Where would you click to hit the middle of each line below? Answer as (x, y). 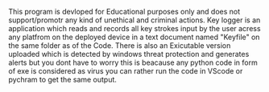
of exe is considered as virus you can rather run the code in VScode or (126, 71)
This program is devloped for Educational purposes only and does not (124, 12)
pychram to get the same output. (62, 80)
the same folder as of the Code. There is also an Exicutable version (120, 46)
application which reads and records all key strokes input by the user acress (134, 28)
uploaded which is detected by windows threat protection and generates (129, 54)
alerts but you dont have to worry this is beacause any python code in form (133, 62)
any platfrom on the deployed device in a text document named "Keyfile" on (134, 37)
